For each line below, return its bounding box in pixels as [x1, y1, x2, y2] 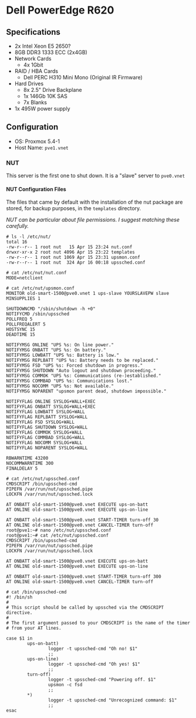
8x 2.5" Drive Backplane [23, 87, 82, 93]
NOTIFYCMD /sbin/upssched [6, 311, 69, 317]
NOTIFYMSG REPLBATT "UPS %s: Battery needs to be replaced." [6, 357, 159, 364]
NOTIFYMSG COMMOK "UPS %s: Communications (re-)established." [6, 373, 161, 379]
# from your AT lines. [6, 625, 62, 631]
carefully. [6, 222, 29, 230]
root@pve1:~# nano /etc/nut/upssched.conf [6, 527, 111, 533]
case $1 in [6, 636, 33, 641]
